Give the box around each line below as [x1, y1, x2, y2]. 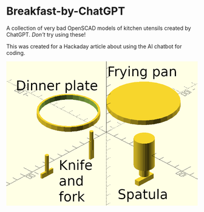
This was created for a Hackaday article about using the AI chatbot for [6, 43, 182, 50]
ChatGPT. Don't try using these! [6, 30, 86, 38]
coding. [6, 49, 25, 56]
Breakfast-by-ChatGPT [6, 4, 126, 18]
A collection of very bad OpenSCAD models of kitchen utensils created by [6, 24, 191, 32]
